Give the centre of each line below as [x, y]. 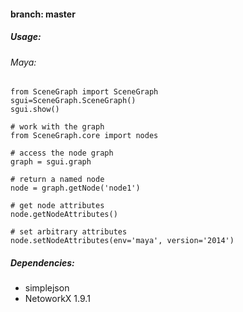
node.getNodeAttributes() [64, 215]
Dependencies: [42, 262]
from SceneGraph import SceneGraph [84, 92]
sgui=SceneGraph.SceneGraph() [73, 101]
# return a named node [57, 180]
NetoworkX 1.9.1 [57, 299]
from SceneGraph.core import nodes [84, 136]
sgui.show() [35, 110]
